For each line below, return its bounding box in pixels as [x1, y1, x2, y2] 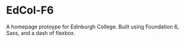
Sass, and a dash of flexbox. [6, 29, 75, 36]
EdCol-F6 [6, 4, 54, 17]
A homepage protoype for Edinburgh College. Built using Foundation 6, [6, 23, 179, 30]
